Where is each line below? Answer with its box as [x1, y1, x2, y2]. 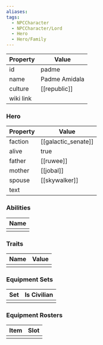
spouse [9, 176, 30, 184]
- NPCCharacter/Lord [11, 25, 63, 32]
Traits [6, 239, 24, 247]
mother [9, 167, 30, 175]
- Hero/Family [11, 36, 46, 42]
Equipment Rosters [6, 311, 63, 319]
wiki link [9, 95, 32, 102]
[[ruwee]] [40, 157, 68, 165]
